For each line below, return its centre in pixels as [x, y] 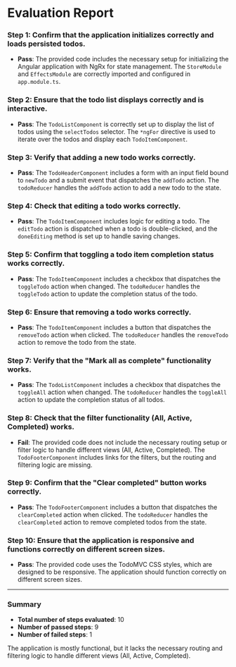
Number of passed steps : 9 [58, 627]
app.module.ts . [39, 82]
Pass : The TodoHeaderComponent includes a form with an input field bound [123, 173]
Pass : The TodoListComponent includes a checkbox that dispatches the [119, 385]
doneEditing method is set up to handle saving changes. [99, 236]
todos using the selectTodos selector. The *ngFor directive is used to [116, 131]
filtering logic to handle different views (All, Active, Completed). [99, 656]
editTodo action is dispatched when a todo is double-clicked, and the [117, 229]
